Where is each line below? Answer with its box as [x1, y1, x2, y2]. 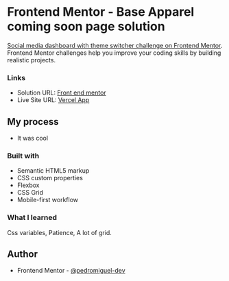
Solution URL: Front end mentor [16, 88, 106, 97]
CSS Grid [16, 188, 43, 197]
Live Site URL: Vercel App [16, 96, 90, 104]
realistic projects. [7, 56, 56, 64]
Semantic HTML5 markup [16, 167, 90, 175]
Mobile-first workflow [16, 196, 79, 204]
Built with [7, 151, 40, 160]
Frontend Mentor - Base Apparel [7, 4, 195, 20]
